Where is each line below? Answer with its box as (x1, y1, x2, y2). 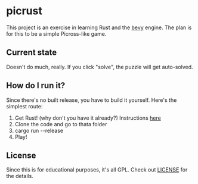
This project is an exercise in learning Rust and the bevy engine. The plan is (6, 24, 192, 31)
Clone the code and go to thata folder (14, 120, 107, 127)
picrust (6, 4, 43, 18)
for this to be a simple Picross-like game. (6, 30, 107, 37)
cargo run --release (14, 127, 64, 134)
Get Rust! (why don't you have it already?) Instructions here (14, 114, 161, 121)
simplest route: (6, 102, 43, 110)
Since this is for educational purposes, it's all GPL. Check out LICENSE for (6, 166, 188, 173)
